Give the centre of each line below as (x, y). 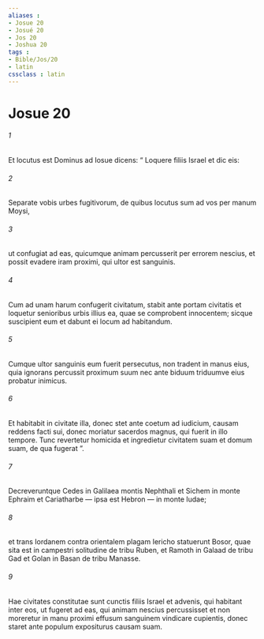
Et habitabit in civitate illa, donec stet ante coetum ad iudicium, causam (123, 423)
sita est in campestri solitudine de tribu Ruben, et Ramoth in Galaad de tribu (131, 551)
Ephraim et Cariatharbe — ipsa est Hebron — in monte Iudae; (108, 499)
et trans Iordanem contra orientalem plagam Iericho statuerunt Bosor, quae (130, 542)
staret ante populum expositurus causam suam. (86, 626)
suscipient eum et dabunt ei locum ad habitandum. (90, 321)
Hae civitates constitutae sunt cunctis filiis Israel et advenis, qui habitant (125, 601)
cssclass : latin (37, 74)
